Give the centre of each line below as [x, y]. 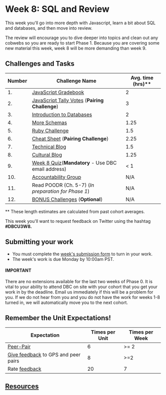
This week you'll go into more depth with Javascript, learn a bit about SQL [80, 23]
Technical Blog [49, 147]
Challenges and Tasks [40, 64]
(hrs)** [142, 84]
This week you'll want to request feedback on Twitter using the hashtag [78, 221]
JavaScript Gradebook [58, 92]
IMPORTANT [18, 270]
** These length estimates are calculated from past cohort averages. [75, 211]
